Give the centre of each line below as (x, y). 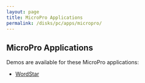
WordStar (27, 74)
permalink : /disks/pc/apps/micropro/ (54, 23)
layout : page (23, 12)
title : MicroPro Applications (45, 18)
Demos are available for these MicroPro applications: (72, 62)
